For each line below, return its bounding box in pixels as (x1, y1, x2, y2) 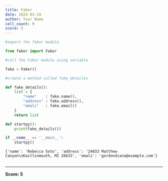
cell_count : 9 (5, 21, 35, 26)
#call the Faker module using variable (5, 57, 88, 62)
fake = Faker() (5, 66, 37, 71)
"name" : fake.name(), (23, 94, 77, 99)
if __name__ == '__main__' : (5, 135, 64, 140)
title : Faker (5, 7, 32, 12)
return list (14, 112, 39, 117)
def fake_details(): (5, 84, 48, 90)
